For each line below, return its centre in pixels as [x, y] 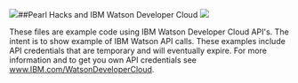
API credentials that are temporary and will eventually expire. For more [138, 50]
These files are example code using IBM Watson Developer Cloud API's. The [149, 32]
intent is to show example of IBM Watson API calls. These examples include [148, 41]
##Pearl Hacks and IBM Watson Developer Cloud [108, 15]
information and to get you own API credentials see [103, 60]
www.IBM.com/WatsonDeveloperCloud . [82, 69]
